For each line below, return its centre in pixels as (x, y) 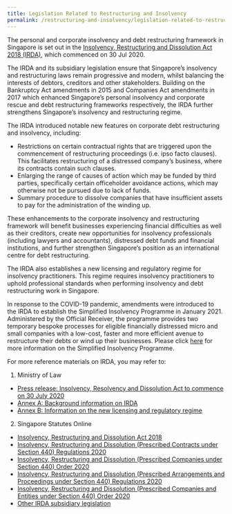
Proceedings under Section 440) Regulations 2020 (89, 481)
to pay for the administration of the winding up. (84, 205)
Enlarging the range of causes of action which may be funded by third (116, 175)
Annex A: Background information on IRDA (77, 403)
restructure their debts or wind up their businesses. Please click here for (110, 340)
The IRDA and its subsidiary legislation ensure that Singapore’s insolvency (112, 68)
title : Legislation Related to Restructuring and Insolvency (97, 13)
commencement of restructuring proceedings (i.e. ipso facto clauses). (117, 154)
